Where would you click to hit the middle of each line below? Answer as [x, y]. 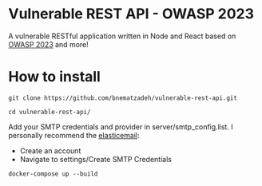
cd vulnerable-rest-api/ [50, 112]
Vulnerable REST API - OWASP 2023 [131, 14]
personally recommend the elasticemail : [74, 135]
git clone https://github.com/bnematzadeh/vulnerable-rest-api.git [123, 98]
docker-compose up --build [53, 174]
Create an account [50, 150]
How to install [55, 77]
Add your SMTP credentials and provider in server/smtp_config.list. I [121, 127]
